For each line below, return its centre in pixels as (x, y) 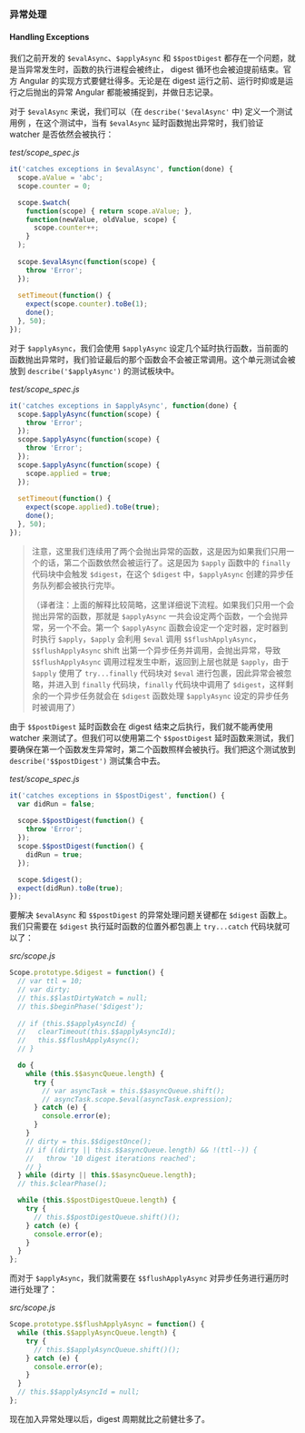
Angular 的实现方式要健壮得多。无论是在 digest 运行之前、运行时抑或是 (152, 81)
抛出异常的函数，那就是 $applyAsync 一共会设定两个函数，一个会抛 (156, 615)
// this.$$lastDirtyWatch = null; (83, 998)
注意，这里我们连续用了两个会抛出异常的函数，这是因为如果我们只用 (159, 551)
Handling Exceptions (49, 36)
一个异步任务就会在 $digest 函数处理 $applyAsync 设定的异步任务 (168, 696)
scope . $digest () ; (50, 879)
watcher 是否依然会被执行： (62, 135)
